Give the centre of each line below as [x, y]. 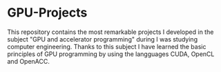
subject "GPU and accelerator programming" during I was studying [103, 39]
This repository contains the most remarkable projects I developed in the [110, 32]
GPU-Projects [47, 13]
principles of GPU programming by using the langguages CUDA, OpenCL [111, 54]
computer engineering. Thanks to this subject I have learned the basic [107, 46]
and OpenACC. [29, 61]
